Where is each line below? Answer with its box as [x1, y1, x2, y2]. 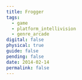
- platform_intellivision [11, 25, 77, 32]
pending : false [6, 54, 44, 60]
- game [11, 20, 28, 26]
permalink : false [6, 64, 50, 71]
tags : [6, 14, 20, 20]
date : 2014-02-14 [6, 59, 50, 65]
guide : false [6, 48, 39, 54]
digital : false [6, 37, 44, 43]
